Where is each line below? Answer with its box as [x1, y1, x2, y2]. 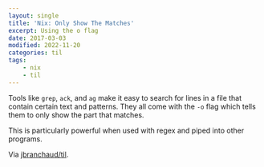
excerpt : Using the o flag [8, 26, 99, 34]
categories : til [8, 49, 63, 57]
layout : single [8, 11, 59, 20]
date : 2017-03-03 [8, 34, 67, 42]
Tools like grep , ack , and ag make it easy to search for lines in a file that [8, 93, 242, 102]
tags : [8, 57, 26, 65]
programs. [8, 133, 43, 144]
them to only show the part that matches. [8, 109, 144, 120]
